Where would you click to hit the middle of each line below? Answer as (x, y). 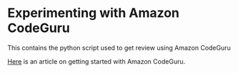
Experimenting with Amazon (94, 13)
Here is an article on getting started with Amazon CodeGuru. (96, 61)
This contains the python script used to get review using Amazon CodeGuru (119, 47)
